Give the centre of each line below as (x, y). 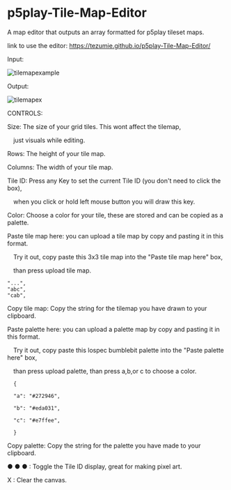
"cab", (17, 295)
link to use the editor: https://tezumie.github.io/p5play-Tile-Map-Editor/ (109, 45)
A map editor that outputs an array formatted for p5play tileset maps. (106, 32)
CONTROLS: (25, 113)
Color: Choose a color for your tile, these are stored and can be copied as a (115, 215)
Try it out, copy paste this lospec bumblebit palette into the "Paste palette (119, 350)
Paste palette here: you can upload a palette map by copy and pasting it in (114, 329)
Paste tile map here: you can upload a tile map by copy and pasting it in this (115, 236)
